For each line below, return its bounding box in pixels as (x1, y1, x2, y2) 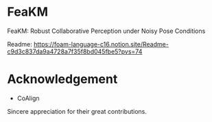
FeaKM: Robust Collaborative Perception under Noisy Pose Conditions (7, 27, 206, 35)
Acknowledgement (7, 71, 118, 87)
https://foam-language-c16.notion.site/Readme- (33, 40, 169, 48)
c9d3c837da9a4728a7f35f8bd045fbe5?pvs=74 (7, 47, 143, 56)
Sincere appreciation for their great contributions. (7, 107, 148, 115)
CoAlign (16, 94, 40, 102)
